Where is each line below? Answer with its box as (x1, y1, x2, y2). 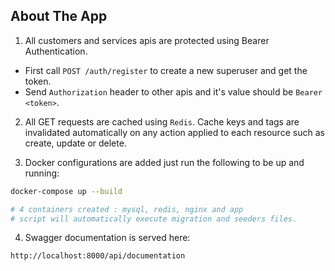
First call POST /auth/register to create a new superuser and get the (24, 64, 308, 76)
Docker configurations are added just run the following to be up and (24, 156, 305, 168)
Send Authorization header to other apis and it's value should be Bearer (24, 85, 323, 98)
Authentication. (24, 45, 88, 57)
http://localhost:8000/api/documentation (10, 251, 186, 261)
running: (24, 167, 60, 179)
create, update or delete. (24, 137, 127, 149)
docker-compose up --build (10, 186, 123, 196)
